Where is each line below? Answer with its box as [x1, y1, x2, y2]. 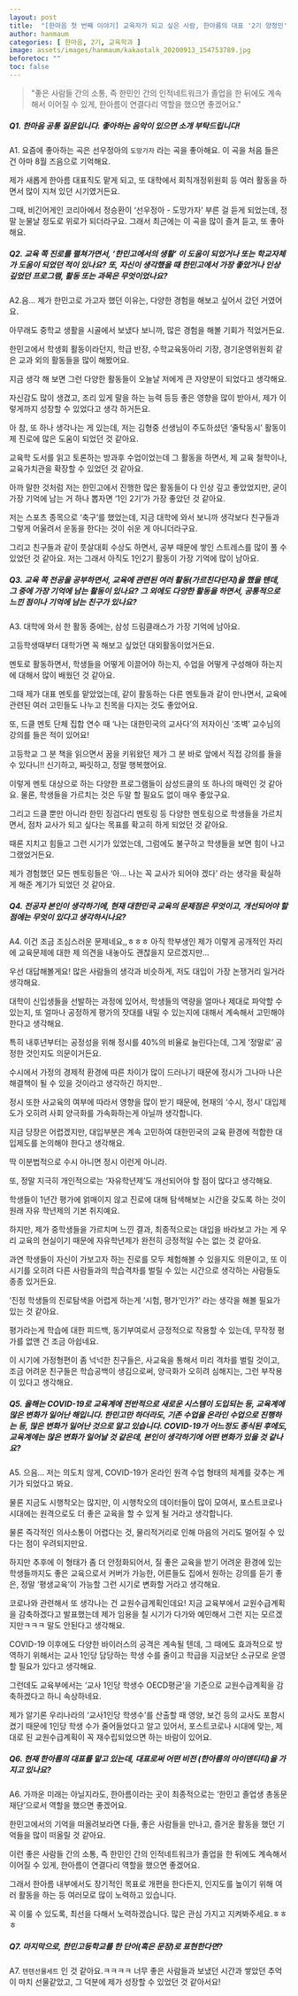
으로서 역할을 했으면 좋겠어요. [25, 1799, 127, 1810]
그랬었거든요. [9, 849, 55, 859]
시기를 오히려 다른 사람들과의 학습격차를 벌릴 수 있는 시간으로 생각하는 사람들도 [9, 1264, 281, 1276]
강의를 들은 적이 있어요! [9, 729, 90, 740]
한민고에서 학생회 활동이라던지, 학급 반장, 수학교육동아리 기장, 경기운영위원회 [9, 343, 274, 354]
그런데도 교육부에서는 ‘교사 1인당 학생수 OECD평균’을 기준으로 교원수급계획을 [9, 1680, 275, 1690]
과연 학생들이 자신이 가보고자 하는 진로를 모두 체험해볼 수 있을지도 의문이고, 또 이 [9, 1254, 287, 1264]
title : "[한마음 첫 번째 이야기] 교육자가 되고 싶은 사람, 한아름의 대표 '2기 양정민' [9, 21, 288, 30]
